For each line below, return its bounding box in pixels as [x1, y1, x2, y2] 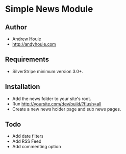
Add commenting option [12, 144, 61, 150]
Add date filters [12, 133, 44, 139]
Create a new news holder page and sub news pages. [12, 106, 121, 112]
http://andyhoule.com [12, 41, 56, 47]
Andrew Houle [12, 36, 42, 42]
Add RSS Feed [12, 138, 42, 144]
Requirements [5, 55, 49, 64]
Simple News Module [5, 3, 93, 15]
